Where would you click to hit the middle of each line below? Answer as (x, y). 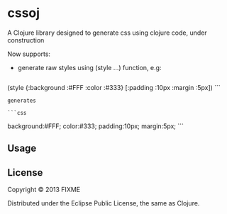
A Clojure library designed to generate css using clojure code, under (107, 33)
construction (26, 40)
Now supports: (29, 54)
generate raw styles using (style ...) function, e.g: (89, 67)
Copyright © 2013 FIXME (44, 190)
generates (22, 101)
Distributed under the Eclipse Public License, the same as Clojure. (104, 203)
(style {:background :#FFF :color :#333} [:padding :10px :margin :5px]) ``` (114, 87)
